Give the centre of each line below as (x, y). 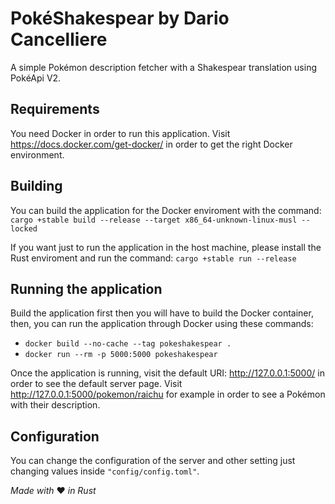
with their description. (55, 405)
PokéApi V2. (36, 78)
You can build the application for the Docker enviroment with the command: (166, 210)
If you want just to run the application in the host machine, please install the (166, 247)
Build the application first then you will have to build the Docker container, (162, 313)
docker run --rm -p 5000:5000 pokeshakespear (121, 355)
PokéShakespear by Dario (120, 18)
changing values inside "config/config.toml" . (105, 471)
